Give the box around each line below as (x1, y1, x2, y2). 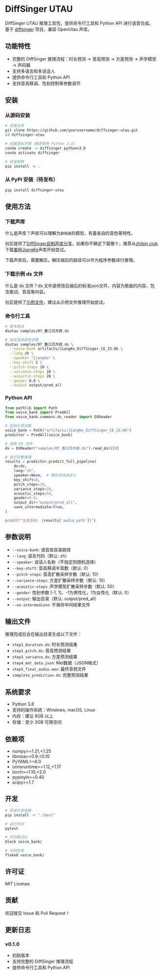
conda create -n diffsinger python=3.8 (5, 146, 86, 151)
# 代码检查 (5, 848, 24, 853)
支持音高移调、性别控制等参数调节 (12, 80, 81, 86)
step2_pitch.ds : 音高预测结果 (12, 648, 72, 654)
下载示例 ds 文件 (5, 270, 44, 277)
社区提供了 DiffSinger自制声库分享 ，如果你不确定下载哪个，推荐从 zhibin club (5, 241, 158, 246)
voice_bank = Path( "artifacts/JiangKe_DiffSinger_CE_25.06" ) (5, 428, 132, 433)
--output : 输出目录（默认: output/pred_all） (12, 596, 99, 601)
